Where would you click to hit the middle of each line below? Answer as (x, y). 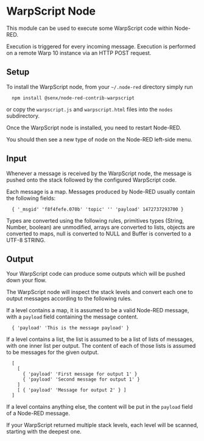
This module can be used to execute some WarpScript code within (90, 28)
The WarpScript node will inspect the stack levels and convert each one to (100, 292)
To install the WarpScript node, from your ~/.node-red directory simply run (100, 87)
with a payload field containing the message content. (72, 317)
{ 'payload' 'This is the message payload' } (71, 328)
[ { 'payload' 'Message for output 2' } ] (72, 390)
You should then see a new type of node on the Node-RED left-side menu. (100, 139)
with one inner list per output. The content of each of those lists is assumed (101, 346)
